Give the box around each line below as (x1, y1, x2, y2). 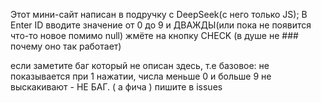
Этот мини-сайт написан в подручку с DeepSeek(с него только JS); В (10, 9, 308, 20)
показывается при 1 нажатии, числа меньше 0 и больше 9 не (10, 70, 272, 82)
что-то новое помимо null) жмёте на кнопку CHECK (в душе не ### (10, 30, 299, 41)
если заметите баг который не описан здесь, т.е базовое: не (10, 60, 270, 71)
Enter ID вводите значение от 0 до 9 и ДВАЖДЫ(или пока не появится (10, 19, 312, 31)
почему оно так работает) (10, 40, 122, 52)
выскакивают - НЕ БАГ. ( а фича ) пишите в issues (10, 81, 223, 93)
